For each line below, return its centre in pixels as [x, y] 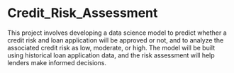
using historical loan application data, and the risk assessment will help [111, 55]
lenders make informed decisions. [57, 62]
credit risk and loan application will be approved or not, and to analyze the [116, 40]
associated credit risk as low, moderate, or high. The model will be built [111, 47]
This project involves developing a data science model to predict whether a [117, 33]
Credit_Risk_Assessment [83, 13]
